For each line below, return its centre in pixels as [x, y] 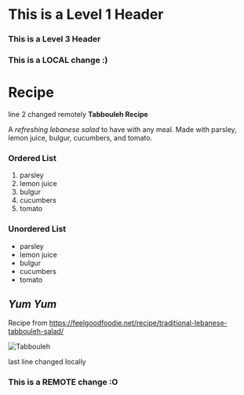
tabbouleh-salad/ [36, 331]
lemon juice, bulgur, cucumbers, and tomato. [80, 137]
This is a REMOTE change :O [63, 382]
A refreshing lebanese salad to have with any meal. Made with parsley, [122, 129]
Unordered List [37, 229]
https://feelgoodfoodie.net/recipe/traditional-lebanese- [138, 323]
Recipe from [28, 323]
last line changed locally [47, 362]
